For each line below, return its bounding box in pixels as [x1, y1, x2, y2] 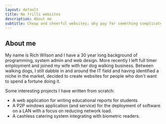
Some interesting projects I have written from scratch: [5, 88, 115, 94]
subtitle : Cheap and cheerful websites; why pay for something [5, 21, 138, 26]
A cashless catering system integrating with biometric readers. [12, 113, 140, 119]
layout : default [5, 7, 39, 12]
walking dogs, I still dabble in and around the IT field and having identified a [5, 68, 159, 74]
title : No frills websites [5, 12, 61, 17]
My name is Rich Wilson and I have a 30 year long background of [5, 52, 138, 58]
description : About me [5, 16, 52, 21]
